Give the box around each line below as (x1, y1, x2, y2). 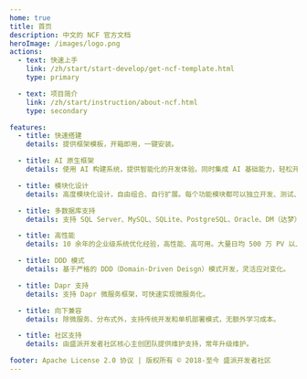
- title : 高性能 (17, 231, 76, 240)
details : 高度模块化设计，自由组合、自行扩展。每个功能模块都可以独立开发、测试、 (26, 189, 302, 199)
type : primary (26, 73, 79, 82)
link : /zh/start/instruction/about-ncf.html (26, 98, 198, 107)
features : (9, 122, 48, 132)
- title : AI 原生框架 (17, 156, 94, 165)
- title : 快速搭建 (17, 132, 82, 141)
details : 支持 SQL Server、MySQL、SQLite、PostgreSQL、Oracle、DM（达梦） (26, 215, 302, 224)
